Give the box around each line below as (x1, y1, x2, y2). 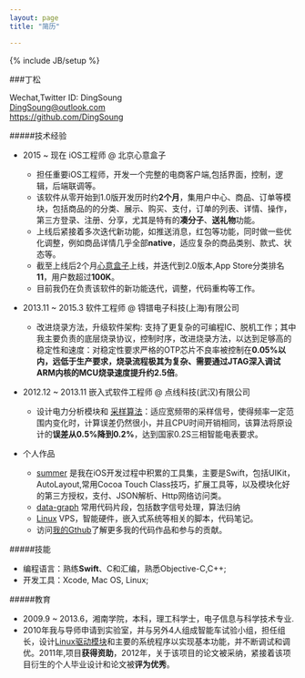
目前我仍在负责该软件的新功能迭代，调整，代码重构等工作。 (36, 282, 260, 293)
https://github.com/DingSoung (9, 111, 124, 122)
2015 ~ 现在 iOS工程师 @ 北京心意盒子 (22, 149, 167, 160)
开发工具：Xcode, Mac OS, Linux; (22, 574, 148, 585)
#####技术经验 (9, 129, 67, 141)
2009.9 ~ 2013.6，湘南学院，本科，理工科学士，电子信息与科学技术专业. (22, 612, 294, 624)
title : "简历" (9, 22, 61, 31)
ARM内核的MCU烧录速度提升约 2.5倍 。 (36, 366, 184, 378)
